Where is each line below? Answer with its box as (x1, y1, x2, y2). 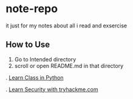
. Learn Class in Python (5, 73, 64, 81)
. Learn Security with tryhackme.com (5, 86, 98, 93)
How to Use (5, 39, 50, 50)
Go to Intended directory (14, 55, 77, 63)
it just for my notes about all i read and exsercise (5, 22, 128, 29)
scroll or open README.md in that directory (14, 62, 124, 69)
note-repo (5, 2, 58, 16)
